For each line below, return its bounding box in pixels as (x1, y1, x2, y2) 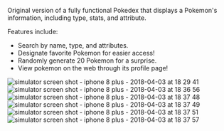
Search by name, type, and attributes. (17, 41, 129, 49)
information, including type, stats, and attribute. (7, 14, 147, 22)
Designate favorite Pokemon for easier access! (17, 49, 155, 57)
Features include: (7, 28, 58, 36)
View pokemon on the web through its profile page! (17, 64, 169, 72)
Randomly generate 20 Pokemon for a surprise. (17, 56, 157, 65)
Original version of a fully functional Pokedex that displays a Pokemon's (7, 6, 218, 14)
